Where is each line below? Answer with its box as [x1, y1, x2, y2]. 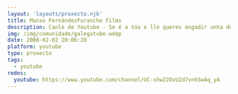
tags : [7, 57, 23, 64]
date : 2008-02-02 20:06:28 [7, 37, 87, 44]
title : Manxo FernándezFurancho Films [7, 17, 122, 24]
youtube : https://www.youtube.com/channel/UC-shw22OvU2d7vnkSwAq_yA [13, 76, 220, 83]
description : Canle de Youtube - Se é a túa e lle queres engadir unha [7, 23, 223, 30]
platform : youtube [7, 43, 62, 50]
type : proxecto [7, 50, 52, 57]
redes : [7, 69, 27, 76]
